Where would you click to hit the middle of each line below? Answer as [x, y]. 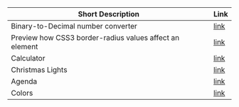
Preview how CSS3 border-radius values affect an [95, 37]
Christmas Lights [39, 70]
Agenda [24, 81]
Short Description [109, 14]
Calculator [28, 58]
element [25, 47]
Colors [22, 93]
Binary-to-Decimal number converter [74, 26]
